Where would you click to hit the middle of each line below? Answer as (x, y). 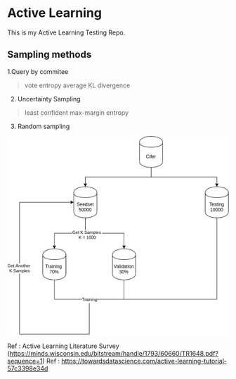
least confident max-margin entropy (76, 112)
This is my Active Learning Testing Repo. (66, 32)
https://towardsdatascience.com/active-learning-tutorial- (144, 361)
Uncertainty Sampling (49, 99)
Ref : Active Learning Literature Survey (63, 346)
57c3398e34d (28, 368)
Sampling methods (50, 55)
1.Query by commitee (38, 71)
